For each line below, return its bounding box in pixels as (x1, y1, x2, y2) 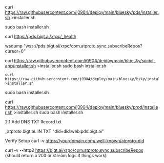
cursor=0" (5, 48, 26, 54)
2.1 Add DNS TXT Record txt (5, 119, 62, 124)
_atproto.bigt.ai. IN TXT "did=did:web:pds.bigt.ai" (5, 128, 104, 134)
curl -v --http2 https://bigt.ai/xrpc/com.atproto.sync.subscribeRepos (5, 147, 143, 153)
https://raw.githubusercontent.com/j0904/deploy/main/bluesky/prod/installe (5, 104, 158, 110)
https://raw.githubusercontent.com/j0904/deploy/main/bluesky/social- (14, 58, 156, 63)
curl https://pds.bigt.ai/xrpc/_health (5, 34, 77, 39)
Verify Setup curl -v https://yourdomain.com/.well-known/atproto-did (5, 138, 144, 143)
